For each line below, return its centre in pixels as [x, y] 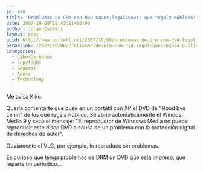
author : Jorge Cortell [35, 29]
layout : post [23, 34]
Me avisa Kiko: [24, 97]
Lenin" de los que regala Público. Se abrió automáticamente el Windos [94, 115]
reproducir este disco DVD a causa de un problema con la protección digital [101, 128]
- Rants [21, 74]
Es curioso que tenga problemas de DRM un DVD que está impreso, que [96, 157]
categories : [21, 51]
